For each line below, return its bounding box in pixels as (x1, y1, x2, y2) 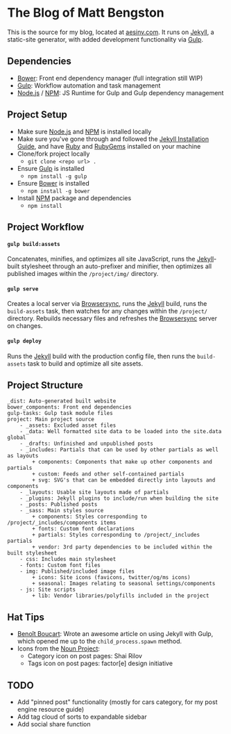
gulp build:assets (7, 240, 60, 247)
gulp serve (7, 285, 39, 293)
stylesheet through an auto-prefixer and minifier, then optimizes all (21, 262, 212, 270)
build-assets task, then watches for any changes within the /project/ (7, 307, 208, 316)
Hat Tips (7, 611, 45, 623)
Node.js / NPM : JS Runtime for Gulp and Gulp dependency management (17, 88, 224, 97)
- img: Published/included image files (19, 568, 135, 575)
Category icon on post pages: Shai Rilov (27, 652, 142, 660)
